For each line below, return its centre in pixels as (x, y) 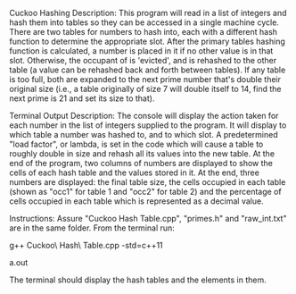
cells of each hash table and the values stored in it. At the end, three (135, 172)
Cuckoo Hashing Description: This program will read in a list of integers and (148, 13)
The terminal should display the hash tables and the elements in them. (138, 280)
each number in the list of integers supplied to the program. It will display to (148, 125)
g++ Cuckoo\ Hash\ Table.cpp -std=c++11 (86, 245)
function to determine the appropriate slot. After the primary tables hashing (147, 41)
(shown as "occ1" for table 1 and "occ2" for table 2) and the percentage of (146, 192)
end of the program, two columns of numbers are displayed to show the (141, 163)
